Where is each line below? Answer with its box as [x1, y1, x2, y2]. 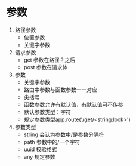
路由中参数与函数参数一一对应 [23, 86, 97, 93]
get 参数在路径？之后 [23, 56, 76, 63]
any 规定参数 [23, 153, 55, 160]
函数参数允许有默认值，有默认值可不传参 [23, 101, 123, 108]
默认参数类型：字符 [23, 108, 72, 115]
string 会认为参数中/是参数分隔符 [23, 131, 104, 138]
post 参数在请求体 [23, 63, 68, 70]
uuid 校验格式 [23, 146, 58, 153]
